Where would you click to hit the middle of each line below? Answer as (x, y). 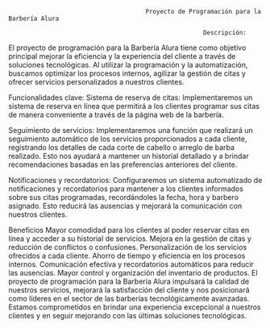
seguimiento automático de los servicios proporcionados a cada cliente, (128, 139)
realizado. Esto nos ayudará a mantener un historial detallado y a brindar (129, 156)
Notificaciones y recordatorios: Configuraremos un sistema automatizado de (135, 180)
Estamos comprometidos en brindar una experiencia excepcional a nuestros (135, 307)
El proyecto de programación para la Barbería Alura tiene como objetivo (127, 48)
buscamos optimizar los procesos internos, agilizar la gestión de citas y (127, 73)
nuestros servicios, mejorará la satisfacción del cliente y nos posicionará (129, 290)
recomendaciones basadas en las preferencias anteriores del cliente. (123, 164)
